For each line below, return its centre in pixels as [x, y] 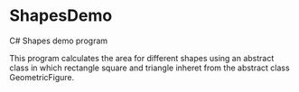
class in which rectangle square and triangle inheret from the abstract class [150, 68]
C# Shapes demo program [59, 41]
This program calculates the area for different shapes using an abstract [142, 58]
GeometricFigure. [42, 77]
